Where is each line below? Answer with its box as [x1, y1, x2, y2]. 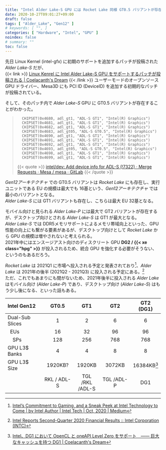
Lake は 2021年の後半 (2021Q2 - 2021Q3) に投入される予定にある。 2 [5, 268, 145, 275]
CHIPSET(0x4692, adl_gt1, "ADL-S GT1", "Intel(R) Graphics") [22, 142, 151, 147]
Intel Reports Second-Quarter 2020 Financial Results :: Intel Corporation [12, 417, 160, 423]
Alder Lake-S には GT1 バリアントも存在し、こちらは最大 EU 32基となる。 [5, 198, 156, 204]
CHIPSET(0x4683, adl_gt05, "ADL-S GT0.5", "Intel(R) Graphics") [22, 129, 157, 134]
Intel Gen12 [7, 302, 36, 309]
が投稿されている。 [5, 89, 44, 95]
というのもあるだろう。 [5, 251, 53, 258]
